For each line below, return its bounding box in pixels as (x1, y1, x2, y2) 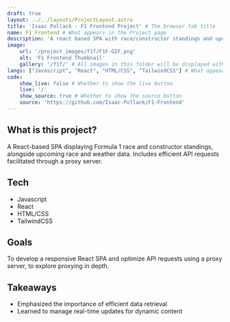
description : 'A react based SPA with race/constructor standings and (7, 36, 213, 42)
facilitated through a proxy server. (7, 157, 103, 165)
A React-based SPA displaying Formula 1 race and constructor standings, (7, 142, 214, 150)
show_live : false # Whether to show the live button (19, 80, 173, 87)
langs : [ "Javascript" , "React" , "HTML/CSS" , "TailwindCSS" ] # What (7, 67, 204, 74)
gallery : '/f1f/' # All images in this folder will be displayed (19, 61, 210, 68)
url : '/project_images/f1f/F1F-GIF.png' (19, 49, 136, 55)
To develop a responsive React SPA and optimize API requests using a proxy (7, 254, 222, 263)
